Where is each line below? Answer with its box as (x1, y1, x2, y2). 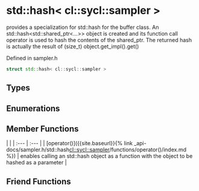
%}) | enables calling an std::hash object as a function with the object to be (6, 152, 193, 160)
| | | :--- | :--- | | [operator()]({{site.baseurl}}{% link (6, 140, 133, 147)
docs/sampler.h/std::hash (6, 146, 70, 154)
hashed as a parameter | (6, 159, 68, 166)
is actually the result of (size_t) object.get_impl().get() (6, 43, 139, 50)
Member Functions (6, 124, 79, 134)
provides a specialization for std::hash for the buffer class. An (6, 23, 159, 31)
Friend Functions (6, 176, 71, 187)
